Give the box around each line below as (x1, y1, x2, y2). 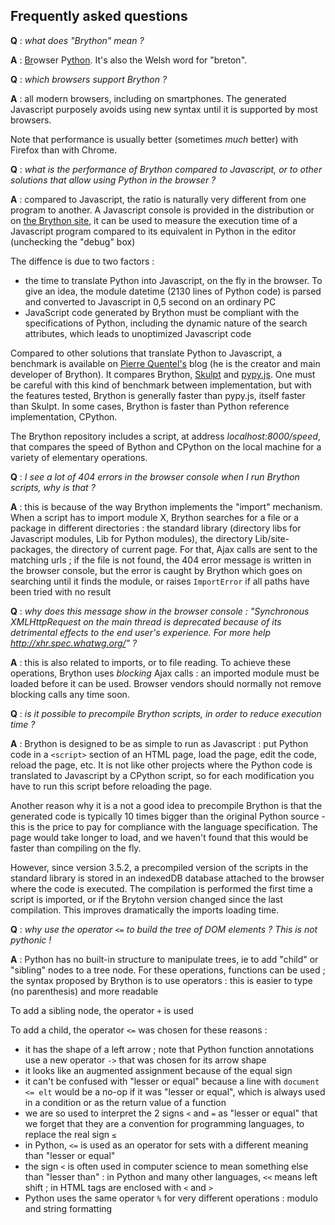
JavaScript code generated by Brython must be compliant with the (24, 306, 300, 318)
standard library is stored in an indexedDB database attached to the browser (10, 872, 325, 884)
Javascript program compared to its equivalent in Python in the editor (10, 225, 297, 237)
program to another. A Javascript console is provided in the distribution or (10, 204, 315, 216)
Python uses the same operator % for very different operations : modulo (24, 1192, 318, 1204)
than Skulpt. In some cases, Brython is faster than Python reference (10, 400, 290, 412)
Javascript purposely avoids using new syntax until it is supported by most (10, 103, 318, 115)
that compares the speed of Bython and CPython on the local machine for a (10, 440, 322, 453)
